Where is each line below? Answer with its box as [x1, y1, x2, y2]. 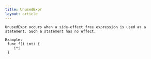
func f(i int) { [7, 41, 40, 46]
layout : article [5, 12, 38, 16]
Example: [5, 37, 23, 42]
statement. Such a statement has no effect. [5, 29, 96, 34]
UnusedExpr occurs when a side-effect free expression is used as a [5, 24, 146, 29]
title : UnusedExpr [5, 7, 42, 12]
